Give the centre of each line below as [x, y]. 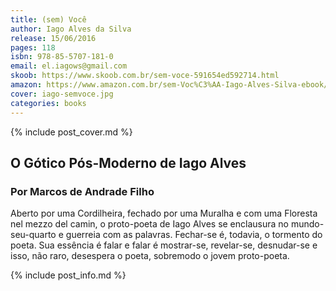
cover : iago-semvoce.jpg [62, 94]
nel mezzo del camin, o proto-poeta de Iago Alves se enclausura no [149, 224]
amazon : [26, 85]
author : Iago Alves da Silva [71, 29]
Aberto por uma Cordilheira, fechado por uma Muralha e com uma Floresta [164, 213]
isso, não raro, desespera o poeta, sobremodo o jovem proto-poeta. [150, 256]
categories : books [48, 103]
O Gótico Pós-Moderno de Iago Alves [128, 162]
